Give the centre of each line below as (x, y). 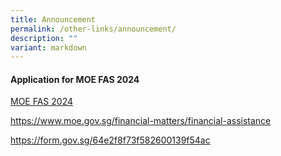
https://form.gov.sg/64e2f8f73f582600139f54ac (110, 140)
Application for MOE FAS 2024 (75, 79)
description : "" (44, 38)
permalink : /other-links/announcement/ (93, 29)
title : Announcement (53, 19)
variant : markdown (48, 47)
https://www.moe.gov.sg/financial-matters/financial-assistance (141, 121)
